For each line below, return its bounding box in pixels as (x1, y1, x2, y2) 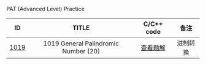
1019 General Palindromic (43, 39, 120, 48)
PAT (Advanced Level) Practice (6, 6, 85, 12)
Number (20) (62, 47, 100, 55)
